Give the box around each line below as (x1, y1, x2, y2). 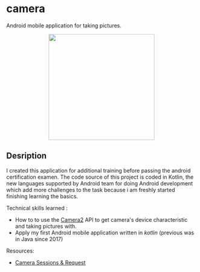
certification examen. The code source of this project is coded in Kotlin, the (6, 173, 194, 181)
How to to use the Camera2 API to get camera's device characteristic (15, 216, 188, 223)
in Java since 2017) (15, 235, 63, 242)
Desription (6, 151, 47, 161)
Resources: (6, 247, 34, 254)
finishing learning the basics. (6, 193, 79, 200)
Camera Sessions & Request (15, 259, 86, 266)
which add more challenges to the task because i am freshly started (6, 186, 175, 193)
